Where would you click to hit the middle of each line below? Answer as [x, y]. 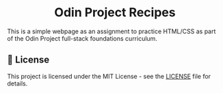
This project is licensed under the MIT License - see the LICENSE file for [109, 76]
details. [17, 83]
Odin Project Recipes [115, 13]
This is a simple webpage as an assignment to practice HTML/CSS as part [112, 31]
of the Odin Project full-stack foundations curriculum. [82, 38]
